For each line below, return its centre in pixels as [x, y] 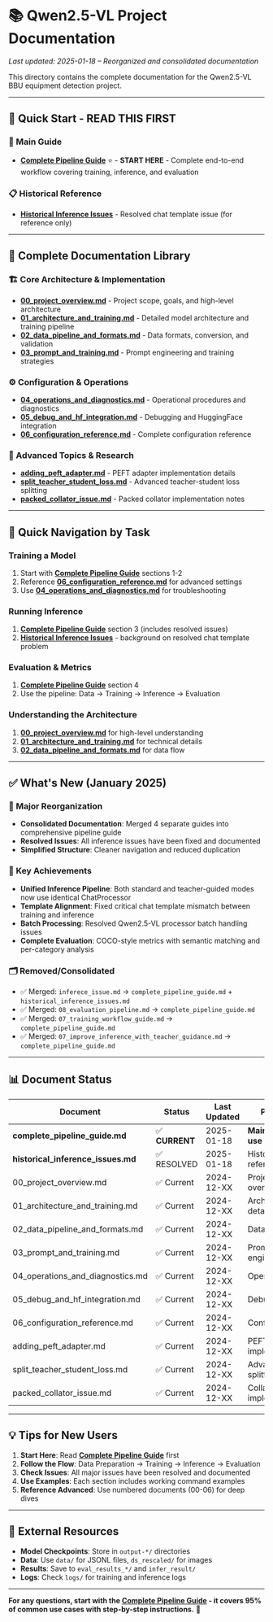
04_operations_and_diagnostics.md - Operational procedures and [133, 399]
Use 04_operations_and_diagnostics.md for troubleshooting [123, 590]
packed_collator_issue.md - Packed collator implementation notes [132, 499]
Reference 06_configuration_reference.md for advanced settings [131, 582]
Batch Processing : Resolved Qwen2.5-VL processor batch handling [134, 923]
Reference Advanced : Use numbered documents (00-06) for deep [132, 1489]
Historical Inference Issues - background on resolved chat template [135, 638]
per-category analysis [57, 949]
